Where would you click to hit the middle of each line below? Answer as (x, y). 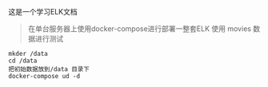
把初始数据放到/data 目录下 (49, 69)
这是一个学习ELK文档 (43, 12)
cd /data (23, 61)
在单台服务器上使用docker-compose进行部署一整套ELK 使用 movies (140, 29)
